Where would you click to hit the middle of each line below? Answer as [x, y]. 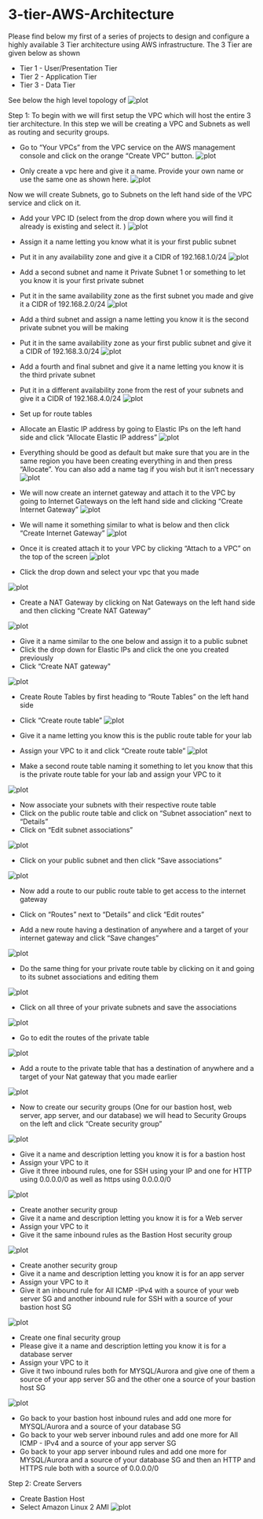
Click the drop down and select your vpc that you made [109, 572]
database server [46, 1354]
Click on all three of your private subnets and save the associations [128, 1007]
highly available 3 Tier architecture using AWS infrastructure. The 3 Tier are [130, 44]
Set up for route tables [56, 414]
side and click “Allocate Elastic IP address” [88, 437]
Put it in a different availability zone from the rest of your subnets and [131, 390]
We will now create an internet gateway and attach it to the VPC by [127, 492]
